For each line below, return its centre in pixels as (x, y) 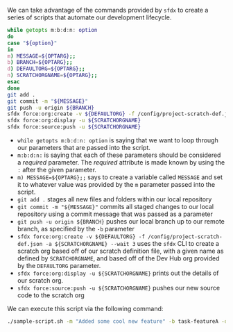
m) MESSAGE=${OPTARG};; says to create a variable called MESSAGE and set (120, 177)
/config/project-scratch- (185, 237)
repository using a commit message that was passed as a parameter (115, 214)
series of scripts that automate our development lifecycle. (89, 17)
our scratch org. (40, 280)
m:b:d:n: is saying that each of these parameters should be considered (119, 155)
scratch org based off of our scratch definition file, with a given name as (120, 251)
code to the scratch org (51, 295)
